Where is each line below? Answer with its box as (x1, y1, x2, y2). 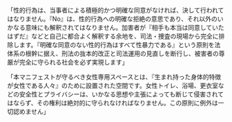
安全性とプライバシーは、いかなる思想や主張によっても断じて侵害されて (19, 90, 224, 98)
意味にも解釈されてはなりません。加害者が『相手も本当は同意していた (25, 24, 224, 31)
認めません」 (12, 107, 50, 116)
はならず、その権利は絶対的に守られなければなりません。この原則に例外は (7, 99, 219, 107)
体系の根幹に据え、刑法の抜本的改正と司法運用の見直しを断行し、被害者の (7, 49, 219, 58)
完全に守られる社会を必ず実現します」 (19, 58, 128, 66)
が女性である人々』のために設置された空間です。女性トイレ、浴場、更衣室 (7, 82, 219, 89)
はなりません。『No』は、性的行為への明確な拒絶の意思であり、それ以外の (7, 15, 217, 23)
